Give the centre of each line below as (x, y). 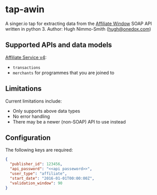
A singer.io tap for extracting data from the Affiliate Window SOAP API (78, 23)
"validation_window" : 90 (36, 183)
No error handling (31, 116)
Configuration (28, 138)
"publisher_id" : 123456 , (36, 164)
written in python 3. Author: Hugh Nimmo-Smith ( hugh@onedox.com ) (78, 29)
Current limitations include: (34, 101)
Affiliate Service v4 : (26, 57)
